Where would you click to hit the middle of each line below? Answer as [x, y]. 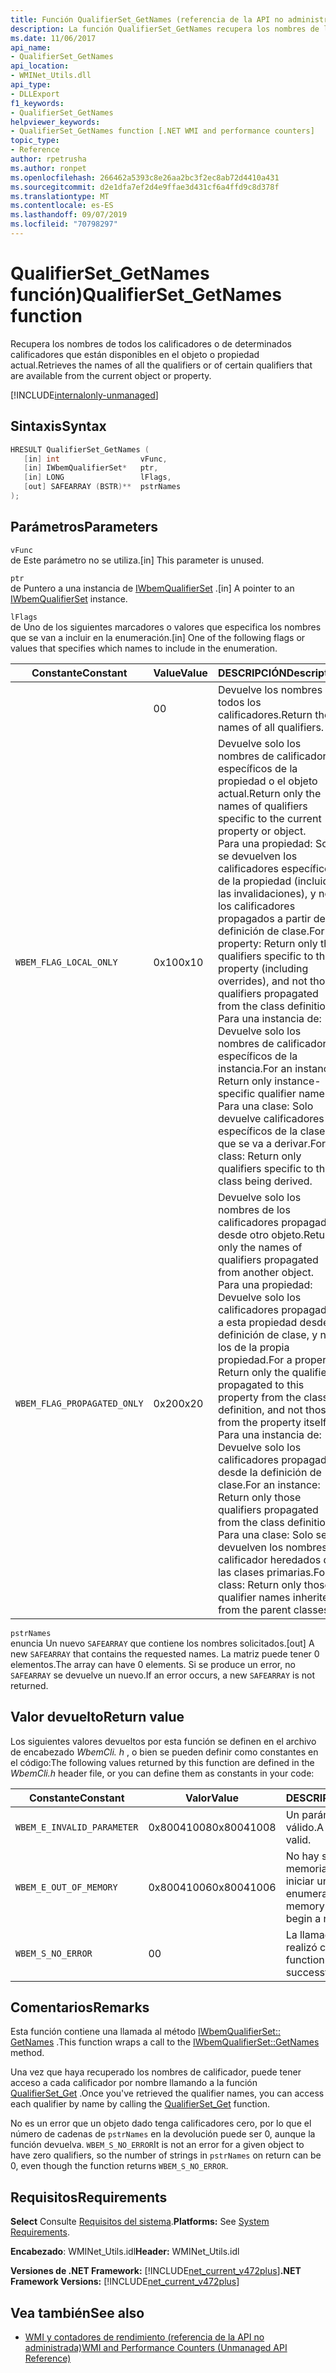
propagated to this [261, 1384]
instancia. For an [255, 1068]
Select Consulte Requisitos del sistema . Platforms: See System [140, 2222]
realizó [301, 1947]
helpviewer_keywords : [55, 122]
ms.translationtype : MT [60, 196]
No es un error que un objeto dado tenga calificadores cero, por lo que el [161, 2123]
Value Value [180, 673]
